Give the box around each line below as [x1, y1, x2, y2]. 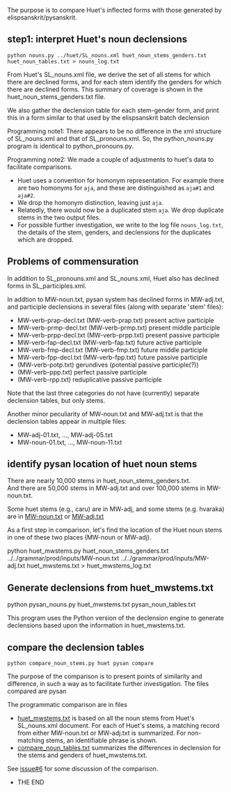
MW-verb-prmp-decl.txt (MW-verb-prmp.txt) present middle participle [17, 323, 221, 332]
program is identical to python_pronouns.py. [7, 142, 134, 150]
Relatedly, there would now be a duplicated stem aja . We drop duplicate [17, 206, 224, 214]
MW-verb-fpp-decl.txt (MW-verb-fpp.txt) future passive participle [17, 353, 207, 361]
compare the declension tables [7, 641, 145, 653]
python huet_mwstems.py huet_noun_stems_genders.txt [7, 547, 169, 555]
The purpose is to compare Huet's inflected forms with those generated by [7, 6, 222, 14]
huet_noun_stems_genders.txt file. [7, 92, 106, 100]
